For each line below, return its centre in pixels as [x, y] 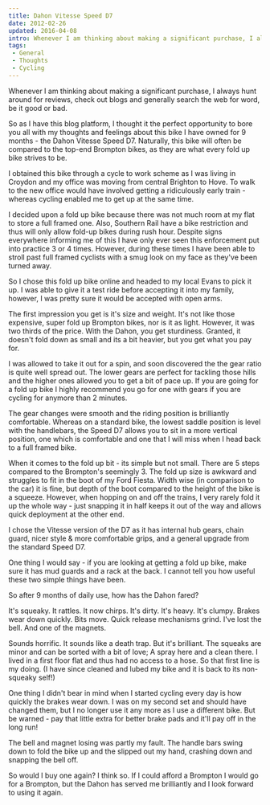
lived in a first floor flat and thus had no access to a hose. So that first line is [134, 660]
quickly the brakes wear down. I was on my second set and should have [127, 701]
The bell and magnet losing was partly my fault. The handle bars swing [126, 742]
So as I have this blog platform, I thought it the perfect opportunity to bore [131, 123]
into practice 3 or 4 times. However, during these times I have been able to [132, 248]
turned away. [30, 265]
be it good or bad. [38, 108]
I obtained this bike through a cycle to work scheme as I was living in [122, 173]
